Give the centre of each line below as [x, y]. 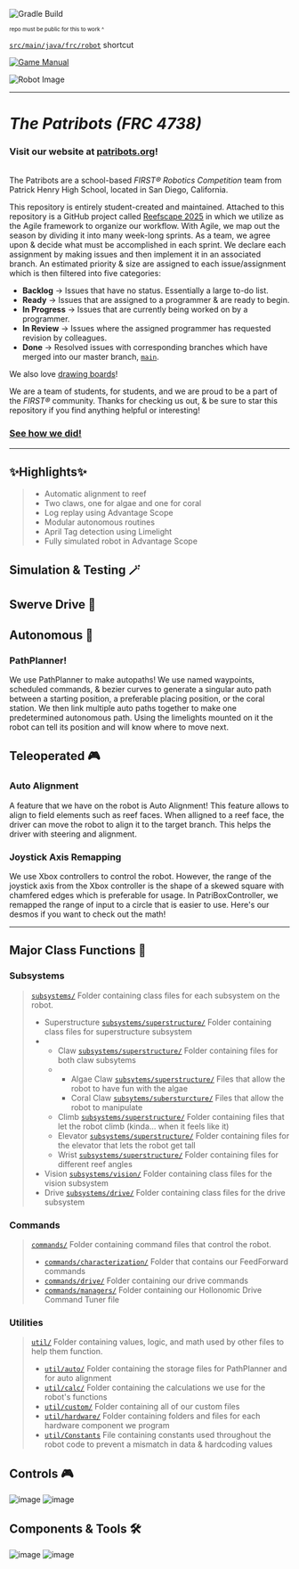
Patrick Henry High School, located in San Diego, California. [119, 190]
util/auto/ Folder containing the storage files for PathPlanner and [166, 1369]
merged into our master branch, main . [91, 357]
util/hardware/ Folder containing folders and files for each [152, 1416]
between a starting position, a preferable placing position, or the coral [137, 699]
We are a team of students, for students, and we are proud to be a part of [143, 391]
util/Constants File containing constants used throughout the [158, 1435]
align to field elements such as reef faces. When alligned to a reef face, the [147, 814]
